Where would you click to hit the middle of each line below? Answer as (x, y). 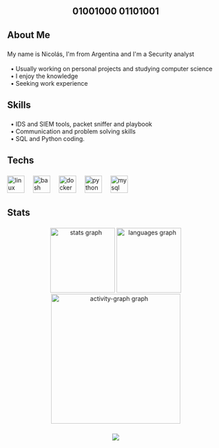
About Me (29, 35)
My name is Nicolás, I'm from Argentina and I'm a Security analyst (101, 54)
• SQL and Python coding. (47, 139)
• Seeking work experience (49, 83)
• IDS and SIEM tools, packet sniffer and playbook (81, 124)
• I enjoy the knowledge (44, 76)
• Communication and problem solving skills (73, 131)
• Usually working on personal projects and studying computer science (111, 68)
